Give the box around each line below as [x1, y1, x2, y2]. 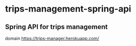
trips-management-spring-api [5, 3, 132, 15]
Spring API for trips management [5, 23, 108, 31]
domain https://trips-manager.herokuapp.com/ [5, 35, 100, 41]
